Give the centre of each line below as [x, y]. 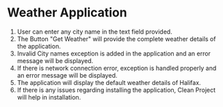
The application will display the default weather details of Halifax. [109, 82]
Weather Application [67, 13]
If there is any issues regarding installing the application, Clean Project [116, 90]
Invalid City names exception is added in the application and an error [114, 53]
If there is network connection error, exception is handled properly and [117, 68]
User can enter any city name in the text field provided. [94, 32]
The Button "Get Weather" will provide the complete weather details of [116, 38]
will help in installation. [49, 97]
